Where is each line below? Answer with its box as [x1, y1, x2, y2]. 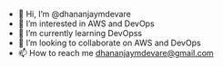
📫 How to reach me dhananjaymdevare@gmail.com [17, 48, 214, 58]
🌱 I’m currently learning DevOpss [17, 28, 143, 38]
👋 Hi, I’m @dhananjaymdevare [17, 9, 132, 19]
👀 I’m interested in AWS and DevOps [17, 18, 155, 29]
